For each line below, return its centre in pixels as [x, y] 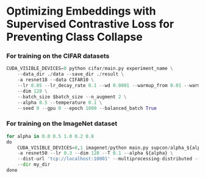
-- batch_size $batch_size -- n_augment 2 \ [72, 97]
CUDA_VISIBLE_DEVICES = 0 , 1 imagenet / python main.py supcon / [94, 148]
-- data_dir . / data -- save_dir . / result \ [70, 74]
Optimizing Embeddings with [81, 11]
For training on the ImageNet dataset [62, 124]
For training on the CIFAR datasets [58, 56]
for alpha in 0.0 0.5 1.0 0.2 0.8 [50, 136]
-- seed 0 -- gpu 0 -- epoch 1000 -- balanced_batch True [87, 108]
